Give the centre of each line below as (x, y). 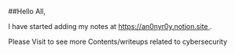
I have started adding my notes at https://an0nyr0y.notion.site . (110, 26)
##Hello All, (27, 11)
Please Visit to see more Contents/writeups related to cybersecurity (118, 41)
